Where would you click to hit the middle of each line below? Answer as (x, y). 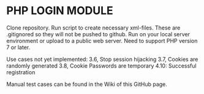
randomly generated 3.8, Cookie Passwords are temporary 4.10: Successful (102, 66)
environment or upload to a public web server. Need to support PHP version (102, 41)
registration (21, 72)
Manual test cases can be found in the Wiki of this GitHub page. (87, 84)
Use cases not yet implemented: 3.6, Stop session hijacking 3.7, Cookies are (102, 59)
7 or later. (18, 47)
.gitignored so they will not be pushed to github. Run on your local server (98, 34)
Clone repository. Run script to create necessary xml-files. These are (93, 28)
